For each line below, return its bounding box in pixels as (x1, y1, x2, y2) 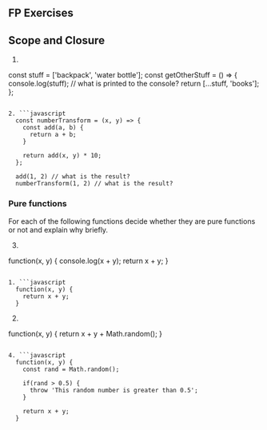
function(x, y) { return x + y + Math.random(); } (8, 328, 162, 338)
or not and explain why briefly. (8, 225, 109, 234)
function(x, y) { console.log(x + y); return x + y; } (8, 256, 169, 265)
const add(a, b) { (22, 124, 84, 132)
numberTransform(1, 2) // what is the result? (15, 180, 173, 188)
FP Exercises (8, 6, 74, 20)
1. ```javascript (8, 278, 66, 286)
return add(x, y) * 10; (22, 152, 102, 160)
